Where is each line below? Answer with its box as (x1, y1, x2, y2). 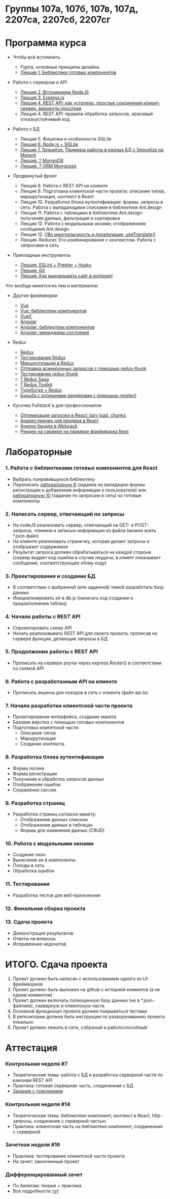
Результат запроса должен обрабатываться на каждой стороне (12, 549, 151, 555)
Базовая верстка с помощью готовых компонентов (12, 719, 124, 725)
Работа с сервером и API (12, 79, 67, 86)
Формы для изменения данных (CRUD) (20, 827, 105, 833)
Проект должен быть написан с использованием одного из (12, 975, 142, 982)
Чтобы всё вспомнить (12, 54, 61, 60)
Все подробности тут (12, 1188, 59, 1194)
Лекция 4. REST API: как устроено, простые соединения (20, 100, 143, 106)
